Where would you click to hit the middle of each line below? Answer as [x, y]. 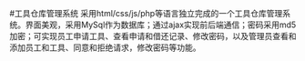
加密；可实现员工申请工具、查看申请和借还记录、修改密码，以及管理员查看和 [153, 36]
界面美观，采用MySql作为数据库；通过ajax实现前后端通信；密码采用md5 [161, 25]
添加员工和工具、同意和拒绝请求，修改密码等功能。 [105, 47]
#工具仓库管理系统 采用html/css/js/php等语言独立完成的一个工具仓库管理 [146, 13]
